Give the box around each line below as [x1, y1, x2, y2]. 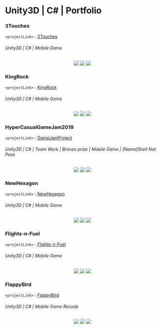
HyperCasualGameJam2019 [5, 124, 74, 131]
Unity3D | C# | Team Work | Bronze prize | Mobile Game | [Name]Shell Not [5, 146, 156, 152]
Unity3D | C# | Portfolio [5, 5, 102, 16]
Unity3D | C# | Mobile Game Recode [5, 303, 79, 309]
